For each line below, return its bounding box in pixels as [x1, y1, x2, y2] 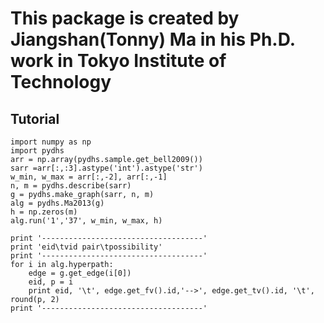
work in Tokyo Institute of [10, 50, 227, 72]
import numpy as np [10, 137, 92, 147]
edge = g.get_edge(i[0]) [28, 268, 132, 278]
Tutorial [10, 110, 60, 127]
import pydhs [10, 146, 65, 156]
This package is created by [10, 7, 240, 30]
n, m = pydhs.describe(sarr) [10, 181, 132, 191]
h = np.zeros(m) [10, 207, 78, 217]
